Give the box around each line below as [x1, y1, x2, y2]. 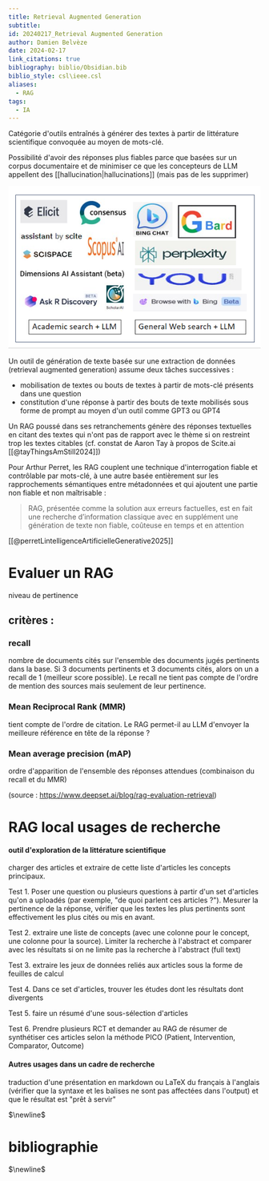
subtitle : [8, 21, 42, 30]
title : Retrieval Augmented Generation [8, 13, 142, 21]
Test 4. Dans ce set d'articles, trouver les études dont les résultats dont [8, 985, 244, 994]
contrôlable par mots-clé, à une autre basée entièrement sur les [8, 471, 219, 480]
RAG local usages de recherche [8, 818, 222, 837]
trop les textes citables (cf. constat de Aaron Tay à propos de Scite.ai [8, 438, 236, 448]
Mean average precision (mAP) [8, 748, 132, 759]
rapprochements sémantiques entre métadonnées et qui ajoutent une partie [8, 479, 259, 488]
